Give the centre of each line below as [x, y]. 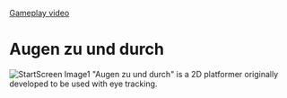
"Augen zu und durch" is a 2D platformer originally [185, 74]
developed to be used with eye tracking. [83, 84]
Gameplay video [39, 13]
